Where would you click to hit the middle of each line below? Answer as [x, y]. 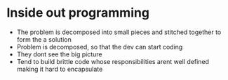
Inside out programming [78, 13]
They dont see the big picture [59, 54]
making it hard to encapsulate [60, 69]
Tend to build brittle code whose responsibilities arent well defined [113, 61]
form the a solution [44, 39]
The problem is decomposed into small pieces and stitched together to [119, 32]
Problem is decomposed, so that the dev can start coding [100, 47]
